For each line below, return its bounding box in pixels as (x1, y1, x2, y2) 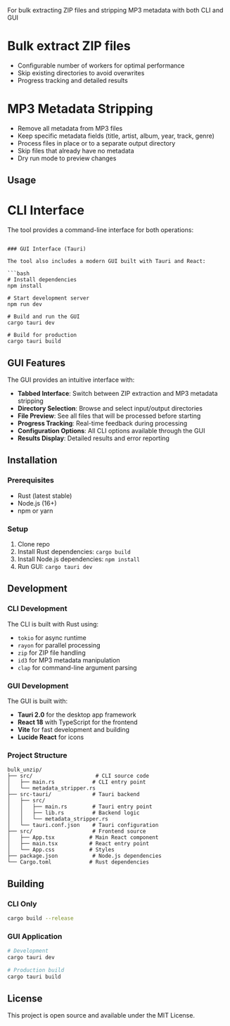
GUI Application (7, 931, 63, 941)
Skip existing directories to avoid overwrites (17, 68, 145, 77)
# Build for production (7, 332, 77, 339)
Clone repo (17, 540, 51, 548)
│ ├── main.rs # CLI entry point (7, 778, 146, 786)
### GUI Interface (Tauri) (7, 245, 87, 252)
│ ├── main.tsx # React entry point (7, 840, 150, 847)
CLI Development (7, 604, 68, 614)
